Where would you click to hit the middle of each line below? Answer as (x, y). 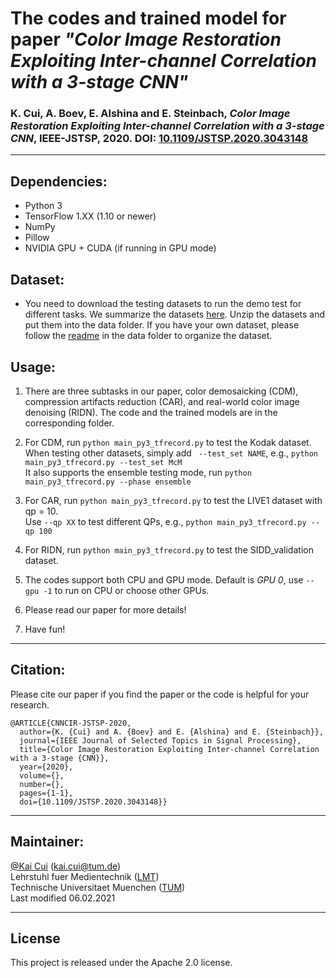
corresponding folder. (69, 423)
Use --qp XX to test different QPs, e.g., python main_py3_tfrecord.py (165, 521)
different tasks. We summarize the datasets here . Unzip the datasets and (175, 314)
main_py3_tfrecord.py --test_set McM (103, 462)
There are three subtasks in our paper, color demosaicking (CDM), (161, 391)
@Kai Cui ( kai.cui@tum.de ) (66, 866)
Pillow (37, 238)
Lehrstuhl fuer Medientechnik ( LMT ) (85, 876)
